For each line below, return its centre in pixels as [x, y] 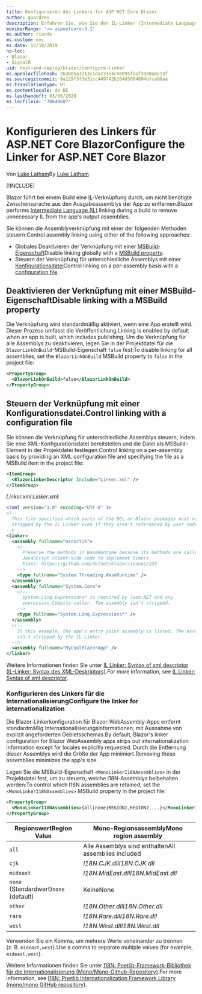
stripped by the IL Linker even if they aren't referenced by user [98, 525]
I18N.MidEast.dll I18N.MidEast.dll [130, 873]
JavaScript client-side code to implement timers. [87, 558]
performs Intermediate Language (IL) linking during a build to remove [92, 210]
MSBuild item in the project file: [45, 463]
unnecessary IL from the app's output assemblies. [68, 216]
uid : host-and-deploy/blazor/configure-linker [66, 68]
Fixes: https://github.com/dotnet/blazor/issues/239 [90, 564]
